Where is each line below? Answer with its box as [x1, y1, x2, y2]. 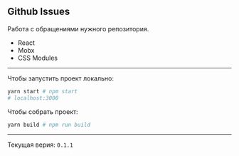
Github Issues [7, 6, 70, 18]
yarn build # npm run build [7, 121, 91, 128]
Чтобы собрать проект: [7, 107, 78, 116]
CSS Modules [17, 53, 58, 62]
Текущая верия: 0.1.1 [7, 140, 73, 149]
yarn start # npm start [7, 88, 78, 95]
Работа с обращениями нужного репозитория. [7, 24, 149, 33]
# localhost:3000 [7, 94, 59, 102]
